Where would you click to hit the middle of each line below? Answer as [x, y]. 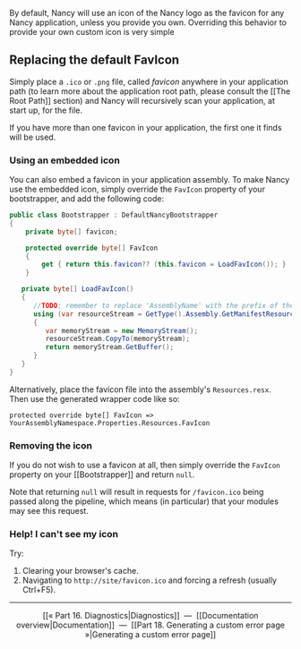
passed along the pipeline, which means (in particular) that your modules [144, 501]
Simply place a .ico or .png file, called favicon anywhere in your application [149, 81]
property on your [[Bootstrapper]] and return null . [102, 474]
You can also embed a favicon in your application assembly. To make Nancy [150, 180]
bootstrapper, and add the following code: [87, 199]
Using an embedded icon [65, 160]
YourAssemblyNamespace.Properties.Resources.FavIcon [110, 423]
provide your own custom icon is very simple [92, 32]
